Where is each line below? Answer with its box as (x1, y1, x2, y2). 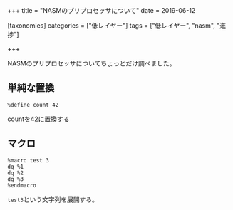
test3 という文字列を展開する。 (7, 195, 98, 204)
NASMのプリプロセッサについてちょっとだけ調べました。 (7, 59, 176, 68)
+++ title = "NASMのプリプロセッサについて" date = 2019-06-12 (7, 6, 196, 14)
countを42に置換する (7, 115, 70, 123)
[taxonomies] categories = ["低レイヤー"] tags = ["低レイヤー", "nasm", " (7, 21, 220, 30)
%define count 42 (7, 101, 59, 108)
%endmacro (7, 182, 37, 189)
